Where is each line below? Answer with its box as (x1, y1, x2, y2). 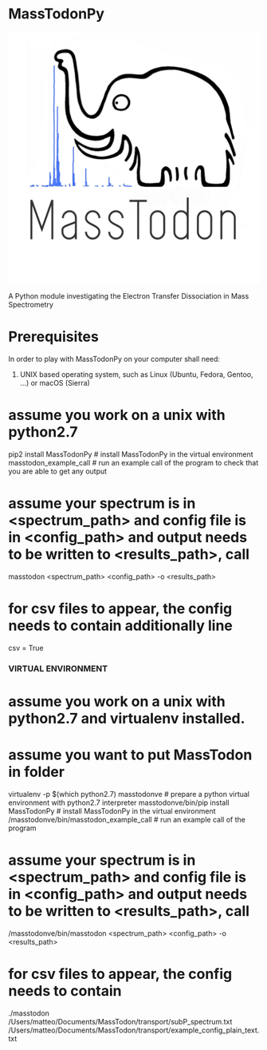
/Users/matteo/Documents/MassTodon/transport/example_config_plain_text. (8, 1025, 260, 1035)
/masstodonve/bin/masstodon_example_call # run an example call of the (8, 814, 245, 824)
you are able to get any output (8, 466, 108, 476)
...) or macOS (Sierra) (19, 378, 90, 387)
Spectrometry (8, 299, 54, 309)
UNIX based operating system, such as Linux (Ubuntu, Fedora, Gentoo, (19, 369, 253, 379)
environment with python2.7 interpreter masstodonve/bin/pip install (8, 798, 230, 807)
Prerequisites (8, 328, 100, 346)
